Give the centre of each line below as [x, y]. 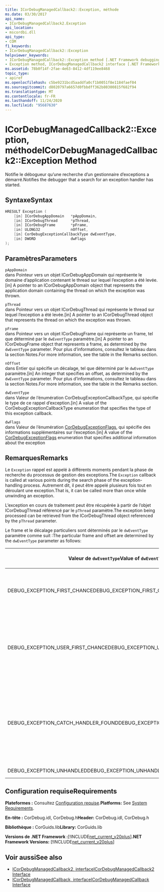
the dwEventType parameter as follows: [43, 541]
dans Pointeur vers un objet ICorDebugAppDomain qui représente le [74, 274]
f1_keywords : [18, 46]
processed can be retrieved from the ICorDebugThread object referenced [79, 516]
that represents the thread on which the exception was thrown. [68, 320]
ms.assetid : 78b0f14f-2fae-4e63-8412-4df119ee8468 [58, 69]
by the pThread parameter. [31, 521]
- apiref [14, 78]
